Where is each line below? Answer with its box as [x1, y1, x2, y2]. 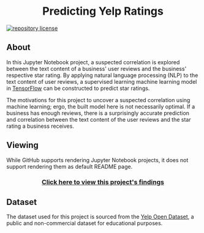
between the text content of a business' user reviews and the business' [6, 65, 187, 72]
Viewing [6, 140, 39, 150]
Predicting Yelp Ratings [42, 4, 164, 18]
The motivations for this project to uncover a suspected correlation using [6, 96, 191, 103]
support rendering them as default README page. [6, 163, 133, 170]
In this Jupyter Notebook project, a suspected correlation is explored [6, 58, 180, 65]
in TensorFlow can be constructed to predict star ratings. [6, 84, 150, 92]
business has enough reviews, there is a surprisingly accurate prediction [6, 109, 190, 117]
